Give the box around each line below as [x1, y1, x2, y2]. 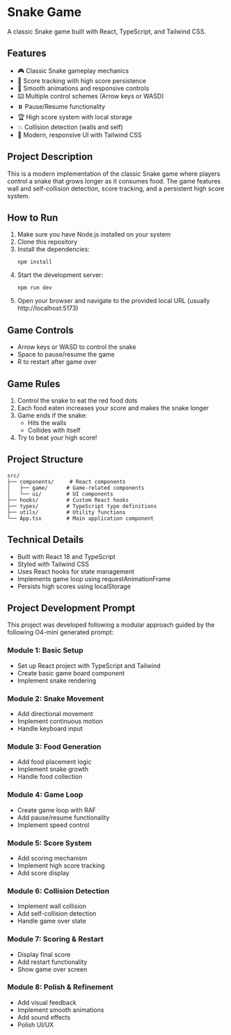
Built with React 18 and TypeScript [17, 552, 116, 560]
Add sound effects [17, 1013, 71, 1021]
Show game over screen [17, 965, 88, 974]
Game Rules [7, 378, 61, 389]
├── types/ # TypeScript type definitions [7, 502, 157, 509]
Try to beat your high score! [17, 433, 97, 442]
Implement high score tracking [17, 861, 106, 870]
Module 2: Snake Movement [7, 694, 104, 703]
